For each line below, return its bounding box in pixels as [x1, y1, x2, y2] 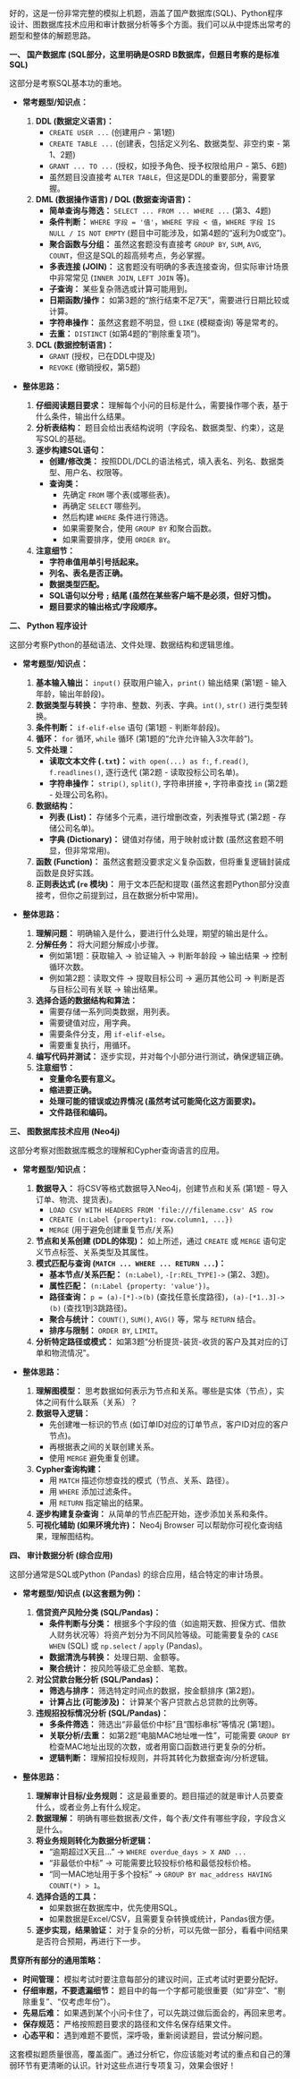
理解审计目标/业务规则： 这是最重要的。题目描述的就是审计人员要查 [35, 1791, 284, 1801]
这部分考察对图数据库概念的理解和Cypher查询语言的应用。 [9, 1145, 225, 1155]
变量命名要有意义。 [48, 1073, 121, 1084]
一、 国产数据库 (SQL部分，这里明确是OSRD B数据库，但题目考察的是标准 [9, 49, 279, 60]
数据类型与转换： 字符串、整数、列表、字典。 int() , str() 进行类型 [35, 700, 281, 710]
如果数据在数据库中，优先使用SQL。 [48, 1903, 182, 1913]
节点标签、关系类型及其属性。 [43, 1247, 154, 1257]
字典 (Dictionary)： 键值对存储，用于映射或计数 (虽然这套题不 [48, 834, 277, 844]
